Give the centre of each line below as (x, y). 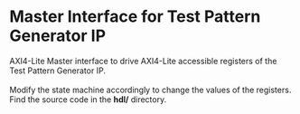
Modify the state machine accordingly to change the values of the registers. (150, 90)
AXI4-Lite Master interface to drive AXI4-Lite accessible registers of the (143, 61)
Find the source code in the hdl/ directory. (88, 99)
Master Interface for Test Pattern (135, 17)
